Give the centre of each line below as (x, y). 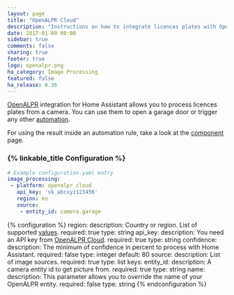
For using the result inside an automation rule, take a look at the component (116, 133)
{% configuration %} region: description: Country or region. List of (102, 225)
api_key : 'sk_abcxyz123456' (57, 192)
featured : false (31, 78)
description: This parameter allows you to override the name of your (105, 276)
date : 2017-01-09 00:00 (42, 33)
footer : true (26, 59)
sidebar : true (28, 40)
